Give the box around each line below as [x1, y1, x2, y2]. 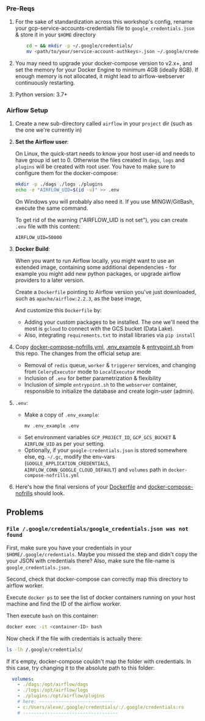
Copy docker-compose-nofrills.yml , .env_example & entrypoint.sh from [15, 343, 194, 351]
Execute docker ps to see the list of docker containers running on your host [6, 594, 195, 601]
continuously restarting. [15, 79, 75, 87]
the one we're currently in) [15, 126, 82, 134]
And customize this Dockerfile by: [15, 307, 102, 314]
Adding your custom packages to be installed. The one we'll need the [24, 318, 199, 326]
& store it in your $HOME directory [15, 31, 96, 38]
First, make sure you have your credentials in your [6, 544, 132, 551]
